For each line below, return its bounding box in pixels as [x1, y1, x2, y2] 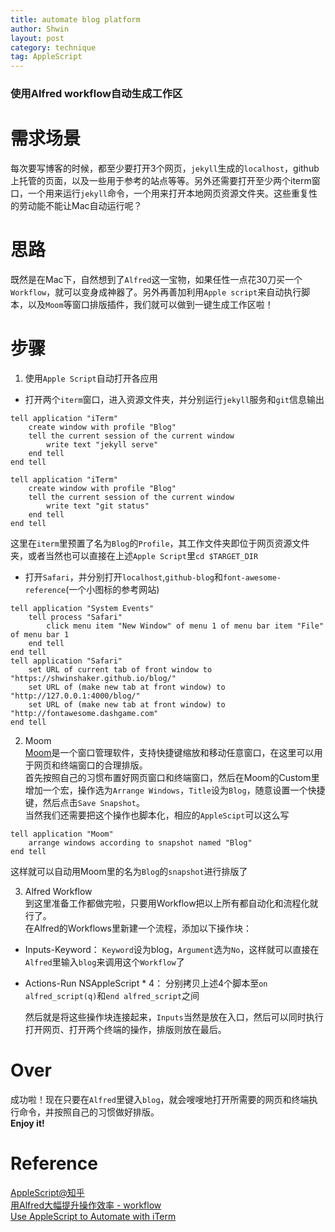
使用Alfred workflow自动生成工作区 [10, 87, 183, 101]
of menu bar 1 [10, 629, 70, 640]
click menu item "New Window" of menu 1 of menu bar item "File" [46, 621, 325, 631]
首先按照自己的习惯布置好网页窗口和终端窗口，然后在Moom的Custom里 [24, 771, 320, 783]
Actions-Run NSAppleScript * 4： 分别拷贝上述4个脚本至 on [24, 977, 268, 989]
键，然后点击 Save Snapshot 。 [24, 796, 145, 808]
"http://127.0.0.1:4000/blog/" [10, 691, 141, 701]
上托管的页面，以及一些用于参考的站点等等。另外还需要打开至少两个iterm [10, 174, 312, 186]
